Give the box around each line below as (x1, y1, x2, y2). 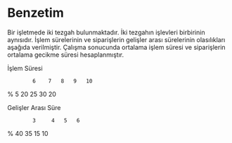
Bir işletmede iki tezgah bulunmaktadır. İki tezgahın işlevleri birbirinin (7, 28, 205, 36)
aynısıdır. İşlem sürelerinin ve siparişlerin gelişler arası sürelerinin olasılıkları (7, 35, 226, 43)
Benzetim (7, 5, 65, 21)
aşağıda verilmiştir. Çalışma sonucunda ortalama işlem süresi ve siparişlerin (7, 43, 226, 51)
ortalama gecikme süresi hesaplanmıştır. (7, 50, 124, 59)
